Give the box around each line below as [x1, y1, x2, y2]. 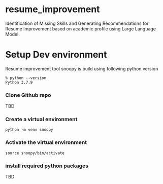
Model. [5, 31, 20, 37]
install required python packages [5, 162, 89, 169]
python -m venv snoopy [5, 127, 53, 132]
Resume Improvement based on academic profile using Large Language [5, 25, 156, 31]
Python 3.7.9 [5, 80, 33, 85]
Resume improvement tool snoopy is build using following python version [5, 65, 158, 71]
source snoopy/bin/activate [5, 151, 65, 156]
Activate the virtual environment [5, 139, 87, 146]
